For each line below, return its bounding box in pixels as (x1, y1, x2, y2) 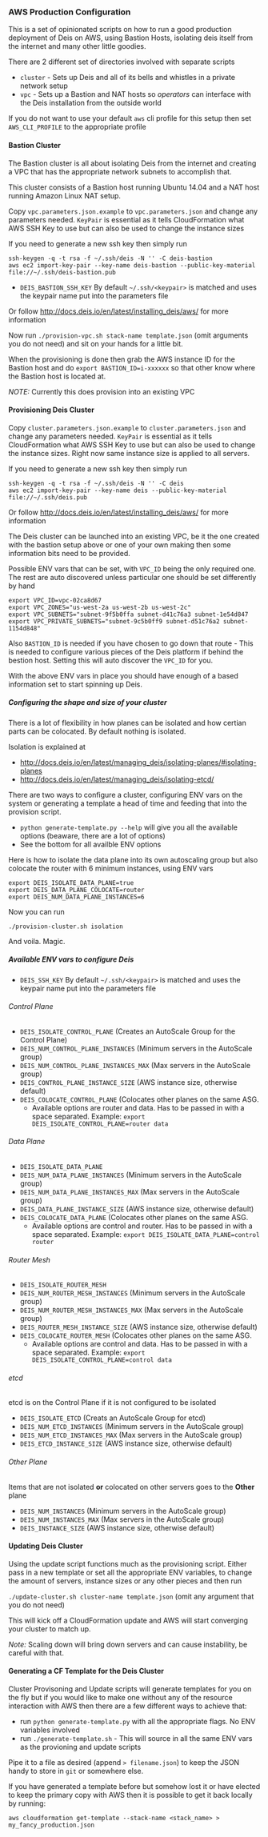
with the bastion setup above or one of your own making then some (8, 539, 231, 550)
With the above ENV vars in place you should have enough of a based (8, 670, 238, 680)
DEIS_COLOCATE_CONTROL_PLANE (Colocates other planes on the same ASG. (19, 1095, 259, 1104)
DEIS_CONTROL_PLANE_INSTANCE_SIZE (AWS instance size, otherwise (19, 1077, 238, 1087)
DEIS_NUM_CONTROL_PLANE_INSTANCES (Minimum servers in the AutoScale (19, 1043, 253, 1053)
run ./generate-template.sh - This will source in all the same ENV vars (19, 1734, 253, 1743)
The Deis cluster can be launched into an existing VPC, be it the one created (8, 531, 260, 541)
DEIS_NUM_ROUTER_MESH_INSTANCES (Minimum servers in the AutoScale (19, 1288, 246, 1298)
